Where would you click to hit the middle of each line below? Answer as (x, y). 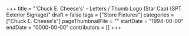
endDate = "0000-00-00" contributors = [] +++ (64, 27)
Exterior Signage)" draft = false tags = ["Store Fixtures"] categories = (90, 15)
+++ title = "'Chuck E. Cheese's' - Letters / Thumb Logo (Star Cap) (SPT (94, 9)
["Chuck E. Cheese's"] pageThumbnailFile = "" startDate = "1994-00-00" (95, 21)
